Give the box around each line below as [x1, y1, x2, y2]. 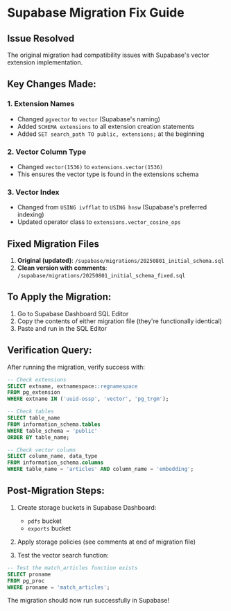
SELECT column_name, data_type [7, 453, 98, 460]
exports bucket [27, 524, 71, 532]
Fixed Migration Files [7, 238, 99, 250]
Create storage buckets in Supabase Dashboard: [17, 503, 157, 511]
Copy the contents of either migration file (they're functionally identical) [17, 317, 222, 325]
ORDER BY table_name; [7, 433, 70, 441]
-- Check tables [7, 408, 54, 415]
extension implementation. [7, 58, 83, 67]
